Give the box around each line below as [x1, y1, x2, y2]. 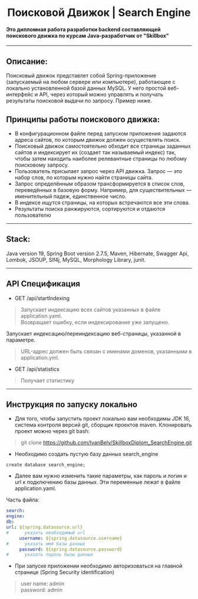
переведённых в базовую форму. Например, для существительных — [14, 187, 192, 194]
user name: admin [20, 580, 65, 587]
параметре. [6, 336, 36, 343]
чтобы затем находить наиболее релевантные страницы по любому [14, 155, 187, 162]
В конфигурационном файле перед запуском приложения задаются [14, 130, 187, 137]
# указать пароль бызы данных [6, 552, 94, 558]
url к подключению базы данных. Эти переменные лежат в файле [14, 478, 181, 486]
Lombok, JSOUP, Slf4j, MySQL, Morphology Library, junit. [6, 256, 146, 263]
